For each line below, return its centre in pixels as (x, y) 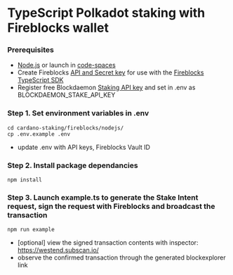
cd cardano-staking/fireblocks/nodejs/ (66, 128)
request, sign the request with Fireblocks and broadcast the (111, 206)
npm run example (31, 230)
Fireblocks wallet (58, 28)
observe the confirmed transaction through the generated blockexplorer (121, 257)
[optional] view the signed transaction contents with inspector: (108, 243)
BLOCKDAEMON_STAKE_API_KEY (66, 95)
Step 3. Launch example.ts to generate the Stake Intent (103, 197)
